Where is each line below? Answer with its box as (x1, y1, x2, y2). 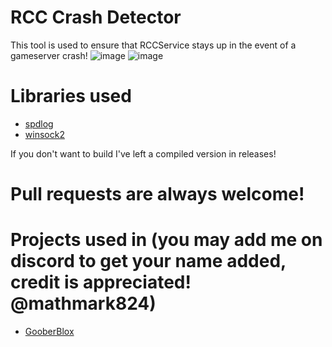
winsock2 (24, 128, 65, 140)
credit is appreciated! (10, 271, 192, 294)
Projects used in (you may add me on (10, 229, 323, 251)
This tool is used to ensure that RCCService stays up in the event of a (10, 39, 297, 51)
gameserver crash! (10, 49, 88, 61)
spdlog (24, 117, 54, 130)
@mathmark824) (10, 292, 157, 315)
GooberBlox (24, 326, 75, 337)
